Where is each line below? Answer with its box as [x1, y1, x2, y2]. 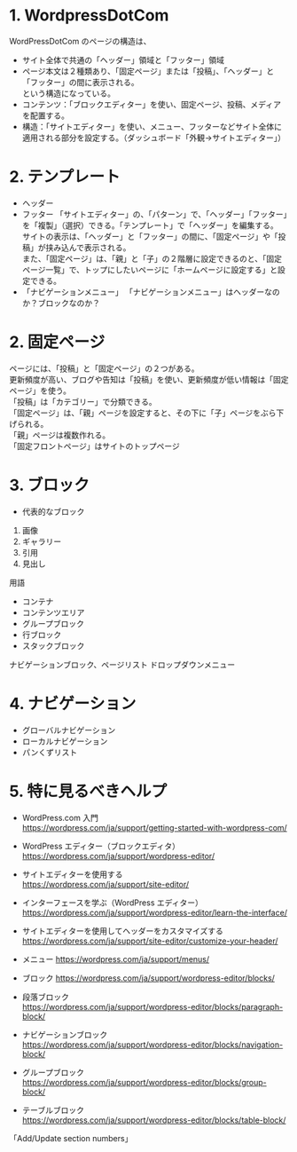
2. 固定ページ [9, 332, 106, 352]
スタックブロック [21, 640, 85, 651]
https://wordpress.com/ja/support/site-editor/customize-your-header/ [21, 935, 278, 946]
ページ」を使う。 [9, 385, 71, 396]
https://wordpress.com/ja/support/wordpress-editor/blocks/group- [21, 1077, 268, 1087]
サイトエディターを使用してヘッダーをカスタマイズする [21, 925, 223, 936]
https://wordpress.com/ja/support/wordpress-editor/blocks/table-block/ [21, 1115, 286, 1125]
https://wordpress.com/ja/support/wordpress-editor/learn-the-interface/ [21, 907, 288, 918]
